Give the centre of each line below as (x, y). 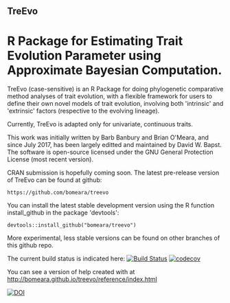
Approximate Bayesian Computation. (115, 70)
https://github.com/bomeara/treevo (58, 193)
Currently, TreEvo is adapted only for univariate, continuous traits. (100, 124)
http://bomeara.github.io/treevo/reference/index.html (82, 279)
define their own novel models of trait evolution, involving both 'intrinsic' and (115, 104)
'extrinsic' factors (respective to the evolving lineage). (83, 111)
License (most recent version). (50, 159)
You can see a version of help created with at (71, 272)
